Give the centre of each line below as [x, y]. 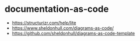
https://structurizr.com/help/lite [44, 23]
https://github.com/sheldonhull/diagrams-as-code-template [73, 33]
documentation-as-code [57, 9]
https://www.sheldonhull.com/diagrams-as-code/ [63, 28]
